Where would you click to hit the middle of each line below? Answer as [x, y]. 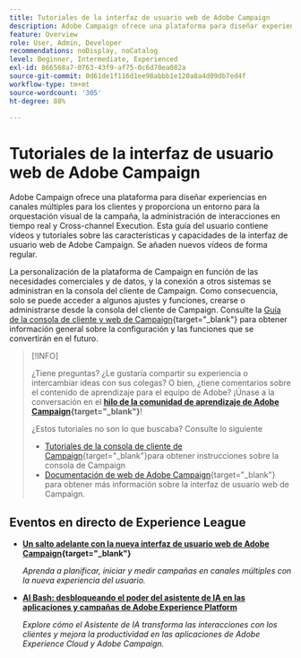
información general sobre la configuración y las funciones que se [132, 329]
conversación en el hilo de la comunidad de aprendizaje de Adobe [155, 402]
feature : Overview [43, 34]
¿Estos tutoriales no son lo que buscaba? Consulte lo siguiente [146, 429]
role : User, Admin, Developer [66, 43]
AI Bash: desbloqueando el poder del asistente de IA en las [134, 598]
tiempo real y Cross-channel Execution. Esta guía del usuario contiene [139, 226]
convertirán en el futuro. [54, 338]
